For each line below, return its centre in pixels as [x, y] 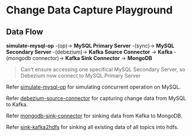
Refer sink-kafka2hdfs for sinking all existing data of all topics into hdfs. [92, 127]
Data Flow [25, 32]
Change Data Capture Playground [89, 10]
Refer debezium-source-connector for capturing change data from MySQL [96, 98]
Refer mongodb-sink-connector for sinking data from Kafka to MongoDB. [94, 116]
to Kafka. [17, 104]
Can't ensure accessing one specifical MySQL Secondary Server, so [103, 69]
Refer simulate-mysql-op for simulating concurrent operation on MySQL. [94, 87]
